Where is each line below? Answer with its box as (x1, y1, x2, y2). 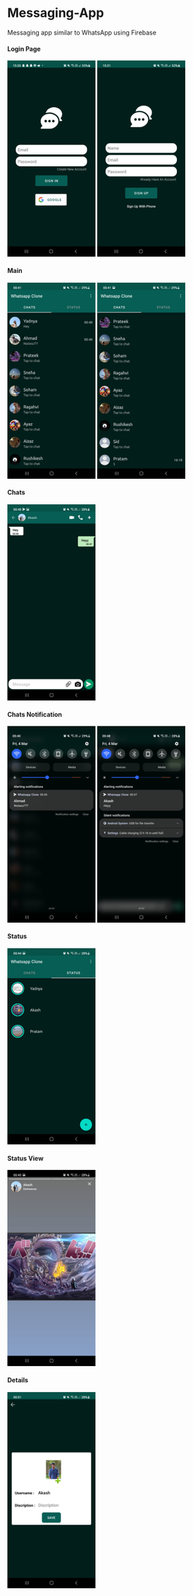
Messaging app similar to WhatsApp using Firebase (7, 28, 157, 37)
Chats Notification (7, 710, 62, 719)
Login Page (7, 44, 41, 53)
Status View (7, 1154, 44, 1162)
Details (7, 1375, 29, 1384)
